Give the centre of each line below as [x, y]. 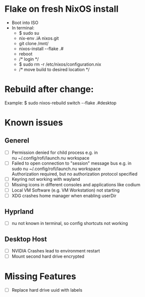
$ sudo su [29, 33]
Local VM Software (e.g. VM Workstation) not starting [66, 190]
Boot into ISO [25, 23]
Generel [17, 141]
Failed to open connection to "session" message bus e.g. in [72, 163]
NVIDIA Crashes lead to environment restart [56, 250]
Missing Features [40, 277]
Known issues [34, 123]
